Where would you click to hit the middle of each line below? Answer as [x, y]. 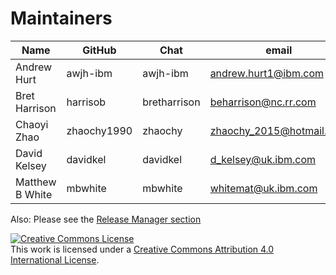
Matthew [36, 182]
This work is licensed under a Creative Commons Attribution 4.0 [142, 249]
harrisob [86, 102]
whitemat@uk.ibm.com [263, 188]
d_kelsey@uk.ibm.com [263, 159]
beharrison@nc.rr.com [263, 102]
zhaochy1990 [99, 130]
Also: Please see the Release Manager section [106, 219]
